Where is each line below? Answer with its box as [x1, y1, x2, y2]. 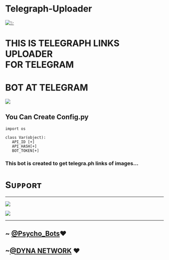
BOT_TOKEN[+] [12, 148, 39, 153]
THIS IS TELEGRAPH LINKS [5, 38, 120, 49]
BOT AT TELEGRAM [5, 82, 89, 94]
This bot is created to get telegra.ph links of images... [5, 159, 139, 166]
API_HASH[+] [12, 144, 37, 149]
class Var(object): [5, 135, 46, 140]
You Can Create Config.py [5, 113, 89, 121]
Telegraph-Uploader [5, 3, 92, 15]
